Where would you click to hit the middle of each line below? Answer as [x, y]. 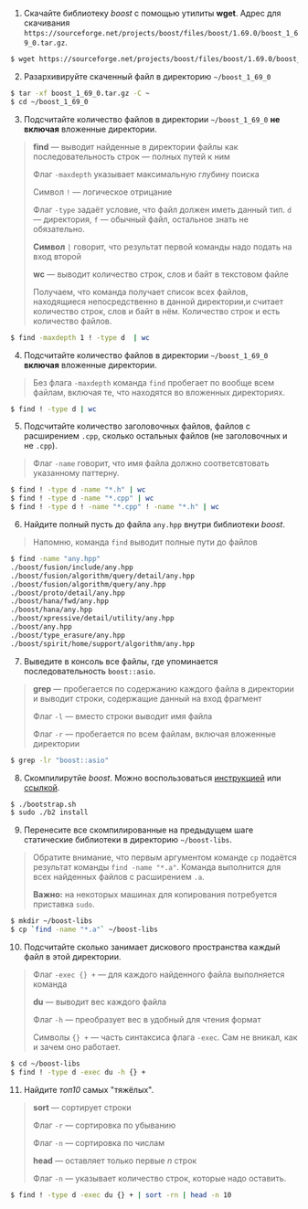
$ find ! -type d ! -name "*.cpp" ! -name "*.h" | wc [115, 507]
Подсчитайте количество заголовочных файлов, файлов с [137, 426]
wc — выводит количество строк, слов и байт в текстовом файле [160, 274]
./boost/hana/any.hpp [52, 610]
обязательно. [59, 228]
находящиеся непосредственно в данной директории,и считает [158, 302]
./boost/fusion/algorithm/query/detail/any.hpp [103, 576]
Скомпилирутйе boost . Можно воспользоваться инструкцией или [152, 778]
